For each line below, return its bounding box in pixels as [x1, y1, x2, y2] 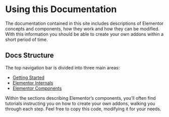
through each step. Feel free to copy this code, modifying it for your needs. [5, 105, 161, 112]
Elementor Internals [12, 80, 53, 86]
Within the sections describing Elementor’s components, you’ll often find [5, 95, 156, 101]
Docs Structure [5, 51, 54, 60]
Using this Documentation [5, 4, 117, 15]
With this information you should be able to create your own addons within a [5, 31, 164, 37]
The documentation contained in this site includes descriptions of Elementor [5, 20, 164, 26]
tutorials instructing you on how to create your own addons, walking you [5, 100, 155, 106]
